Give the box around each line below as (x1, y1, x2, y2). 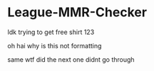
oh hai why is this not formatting (7, 41, 102, 50)
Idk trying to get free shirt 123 (7, 28, 95, 36)
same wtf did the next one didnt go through (7, 55, 135, 64)
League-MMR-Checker (7, 4, 148, 21)
